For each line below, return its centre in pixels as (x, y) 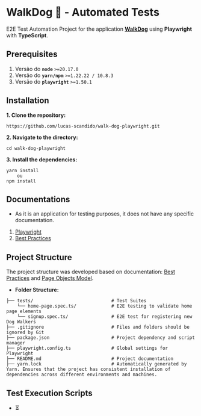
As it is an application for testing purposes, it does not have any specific (104, 214)
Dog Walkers (21, 322)
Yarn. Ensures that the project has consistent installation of (88, 370)
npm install (21, 181)
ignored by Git (25, 333)
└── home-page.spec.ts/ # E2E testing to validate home (105, 306)
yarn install (23, 170)
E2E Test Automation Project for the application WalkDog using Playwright (99, 29)
